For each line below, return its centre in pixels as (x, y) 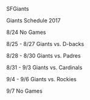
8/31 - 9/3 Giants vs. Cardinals (44, 67)
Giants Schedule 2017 (33, 20)
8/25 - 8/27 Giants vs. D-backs (45, 44)
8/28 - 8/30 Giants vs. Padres (43, 56)
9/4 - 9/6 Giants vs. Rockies (42, 79)
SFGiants (18, 9)
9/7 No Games (24, 91)
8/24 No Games (26, 32)
